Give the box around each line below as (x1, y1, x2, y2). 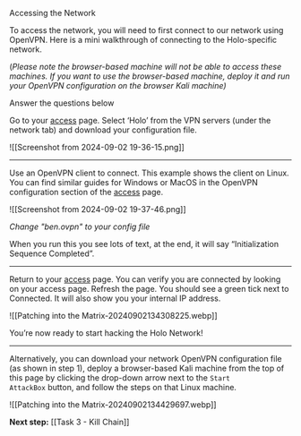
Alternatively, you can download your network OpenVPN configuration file (9, 354, 282, 363)
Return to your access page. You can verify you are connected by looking (9, 274, 281, 285)
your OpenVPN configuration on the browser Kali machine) (9, 81, 227, 90)
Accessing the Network (9, 8, 97, 18)
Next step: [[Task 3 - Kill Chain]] (9, 416, 130, 427)
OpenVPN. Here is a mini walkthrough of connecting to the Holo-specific (9, 35, 278, 45)
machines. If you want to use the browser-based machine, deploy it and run (9, 71, 290, 81)
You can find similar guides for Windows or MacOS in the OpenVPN (9, 177, 258, 187)
